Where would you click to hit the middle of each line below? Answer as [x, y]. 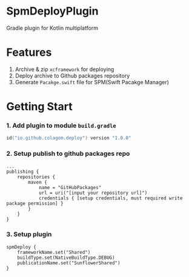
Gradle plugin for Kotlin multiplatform [52, 28]
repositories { [36, 177]
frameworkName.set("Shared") [54, 252]
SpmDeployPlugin [52, 11]
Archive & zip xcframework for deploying [65, 69]
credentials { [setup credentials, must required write [111, 198]
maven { [38, 182]
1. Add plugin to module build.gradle [61, 125]
